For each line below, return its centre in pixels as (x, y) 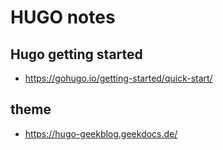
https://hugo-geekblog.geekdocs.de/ (101, 133)
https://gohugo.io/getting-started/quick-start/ (118, 78)
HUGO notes (63, 17)
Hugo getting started (76, 54)
